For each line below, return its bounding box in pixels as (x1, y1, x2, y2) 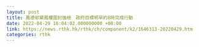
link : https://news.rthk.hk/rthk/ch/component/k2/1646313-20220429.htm (6, 26, 193, 32)
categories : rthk (6, 32, 51, 38)
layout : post (6, 9, 40, 15)
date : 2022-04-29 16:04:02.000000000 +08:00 (6, 20, 122, 26)
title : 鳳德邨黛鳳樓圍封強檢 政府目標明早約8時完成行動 (6, 15, 133, 21)
